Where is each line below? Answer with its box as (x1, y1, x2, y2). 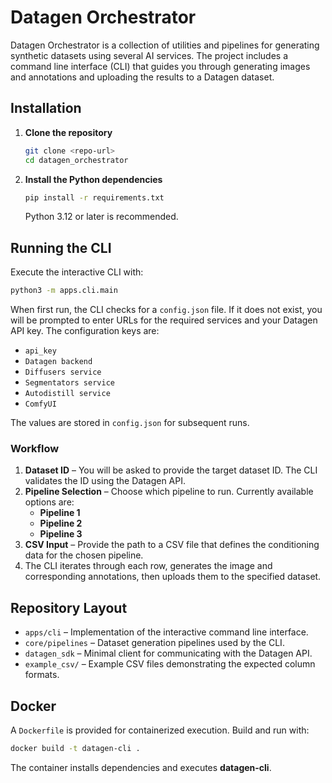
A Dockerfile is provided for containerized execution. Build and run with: (10, 724, 310, 736)
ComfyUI (24, 399, 57, 410)
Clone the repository (24, 126, 113, 138)
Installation (10, 100, 82, 117)
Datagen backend (24, 357, 93, 367)
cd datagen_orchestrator (24, 155, 129, 165)
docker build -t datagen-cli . (10, 743, 141, 753)
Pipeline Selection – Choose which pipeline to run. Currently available (24, 486, 314, 498)
